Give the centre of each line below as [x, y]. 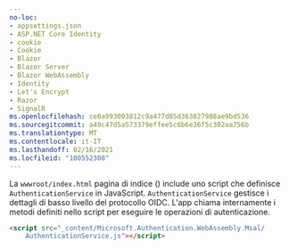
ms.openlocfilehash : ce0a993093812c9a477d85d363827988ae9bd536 [129, 116]
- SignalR [28, 108]
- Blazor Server [39, 68]
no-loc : [24, 17]
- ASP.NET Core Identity [55, 34]
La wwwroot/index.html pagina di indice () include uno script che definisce [145, 183]
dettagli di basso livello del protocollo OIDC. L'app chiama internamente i [143, 202]
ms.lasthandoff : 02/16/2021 [62, 149]
